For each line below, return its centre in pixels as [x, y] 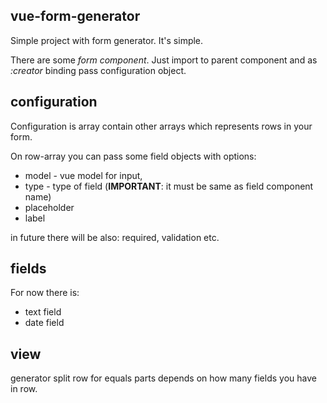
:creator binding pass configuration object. [98, 70]
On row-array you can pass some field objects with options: [133, 156]
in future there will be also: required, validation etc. [115, 237]
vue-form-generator [75, 16]
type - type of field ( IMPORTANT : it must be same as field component [169, 186]
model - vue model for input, [83, 175]
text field [43, 312]
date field [44, 323]
